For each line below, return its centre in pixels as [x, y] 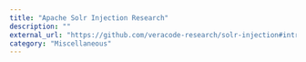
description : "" [40, 26]
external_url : [36, 35]
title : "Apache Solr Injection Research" [89, 18]
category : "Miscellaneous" [61, 43]
